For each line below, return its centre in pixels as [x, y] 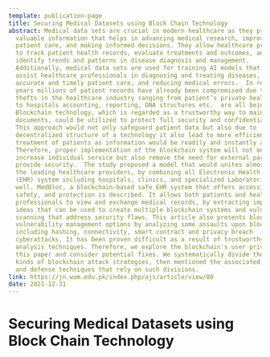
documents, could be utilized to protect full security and [118, 120]
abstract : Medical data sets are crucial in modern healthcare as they [131, 30]
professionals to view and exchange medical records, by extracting [133, 202]
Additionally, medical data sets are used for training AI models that [138, 68]
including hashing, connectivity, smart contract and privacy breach [134, 232]
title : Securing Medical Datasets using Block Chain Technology [118, 23]
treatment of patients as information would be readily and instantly [136, 142]
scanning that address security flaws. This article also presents [131, 217]
